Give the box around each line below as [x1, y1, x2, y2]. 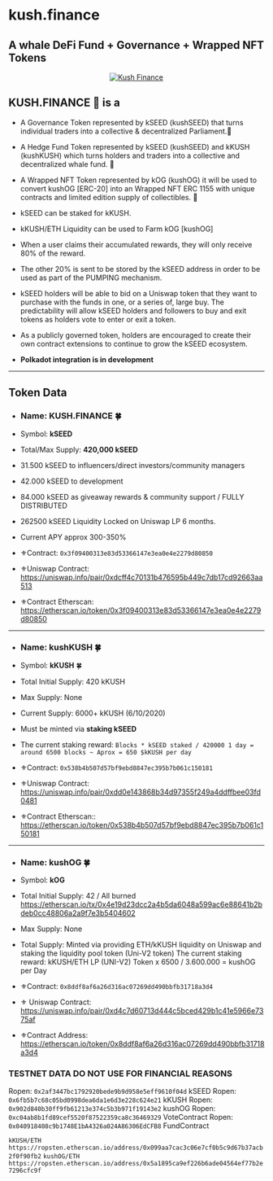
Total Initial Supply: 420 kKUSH [19, 676, 126, 686]
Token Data [8, 386, 67, 400]
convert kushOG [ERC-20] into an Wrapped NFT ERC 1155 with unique [19, 183, 255, 193]
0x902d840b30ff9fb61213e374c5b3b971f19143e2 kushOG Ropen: [8, 1104, 216, 1113]
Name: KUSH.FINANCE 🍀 [19, 410, 122, 422]
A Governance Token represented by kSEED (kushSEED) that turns [19, 117, 244, 127]
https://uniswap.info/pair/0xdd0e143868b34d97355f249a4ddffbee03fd [19, 787, 262, 797]
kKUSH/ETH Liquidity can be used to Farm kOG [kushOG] [19, 224, 214, 234]
